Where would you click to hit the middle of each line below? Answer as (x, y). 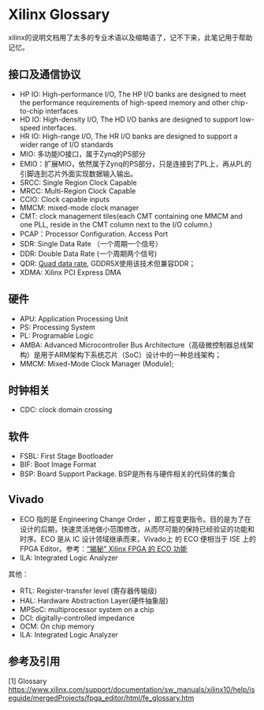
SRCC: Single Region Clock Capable (78, 182)
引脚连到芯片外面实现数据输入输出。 (78, 173)
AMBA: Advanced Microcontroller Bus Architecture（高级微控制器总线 (133, 344)
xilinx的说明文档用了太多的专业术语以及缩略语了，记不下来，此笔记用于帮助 (130, 37)
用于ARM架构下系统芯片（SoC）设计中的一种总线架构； (131, 355)
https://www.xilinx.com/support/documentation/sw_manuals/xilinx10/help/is (132, 689)
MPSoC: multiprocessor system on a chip (87, 609)
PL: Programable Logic (57, 335)
